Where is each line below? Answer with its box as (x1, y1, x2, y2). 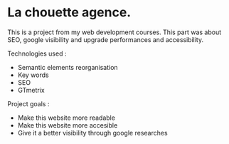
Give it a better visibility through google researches (17, 128, 169, 137)
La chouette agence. (7, 4, 132, 21)
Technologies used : (7, 49, 67, 58)
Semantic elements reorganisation (17, 63, 119, 71)
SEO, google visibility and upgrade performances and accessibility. (7, 35, 204, 43)
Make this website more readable (17, 113, 116, 122)
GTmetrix (17, 86, 45, 94)
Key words (17, 71, 49, 79)
